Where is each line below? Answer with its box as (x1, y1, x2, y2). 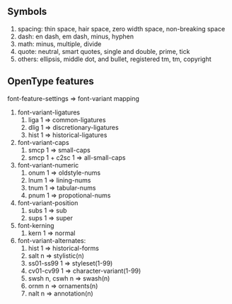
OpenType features (7, 75, 94, 87)
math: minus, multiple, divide (17, 39, 102, 48)
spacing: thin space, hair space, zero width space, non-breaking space (17, 24, 226, 33)
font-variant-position (17, 198, 79, 207)
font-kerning (17, 221, 54, 229)
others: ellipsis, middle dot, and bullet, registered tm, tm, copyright (17, 55, 211, 63)
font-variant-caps (17, 138, 69, 146)
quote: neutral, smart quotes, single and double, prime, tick (17, 47, 190, 55)
